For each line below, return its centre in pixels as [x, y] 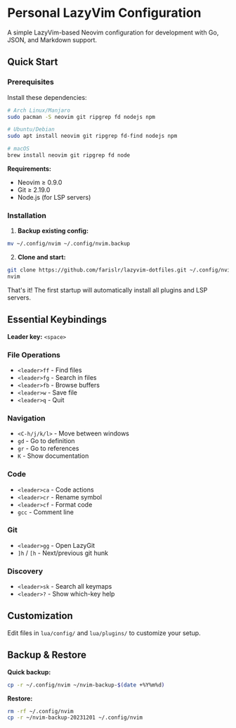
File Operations [34, 355]
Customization [40, 616]
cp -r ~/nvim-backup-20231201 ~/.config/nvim [75, 718]
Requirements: [29, 168]
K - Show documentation [53, 456]
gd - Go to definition [46, 441]
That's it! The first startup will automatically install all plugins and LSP [107, 290]
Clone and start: [41, 257]
